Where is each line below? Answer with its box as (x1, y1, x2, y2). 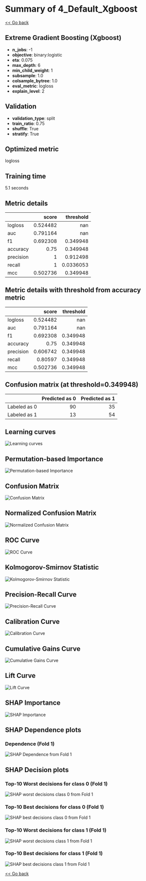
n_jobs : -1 (12, 46, 33, 52)
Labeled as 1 (7, 411, 37, 418)
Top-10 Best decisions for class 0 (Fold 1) (5, 803, 104, 810)
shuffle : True (12, 125, 39, 131)
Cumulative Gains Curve (5, 644, 81, 653)
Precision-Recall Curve (5, 590, 77, 598)
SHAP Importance (5, 699, 61, 707)
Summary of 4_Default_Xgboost (5, 3, 138, 15)
